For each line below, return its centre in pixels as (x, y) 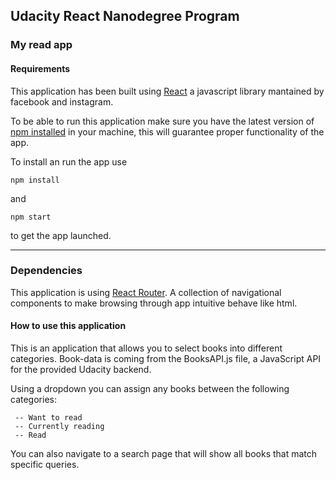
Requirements (40, 68)
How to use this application (68, 326)
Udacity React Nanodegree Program (125, 16)
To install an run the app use (69, 161)
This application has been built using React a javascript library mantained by (167, 91)
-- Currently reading (59, 427)
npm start (31, 217)
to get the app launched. (61, 235)
